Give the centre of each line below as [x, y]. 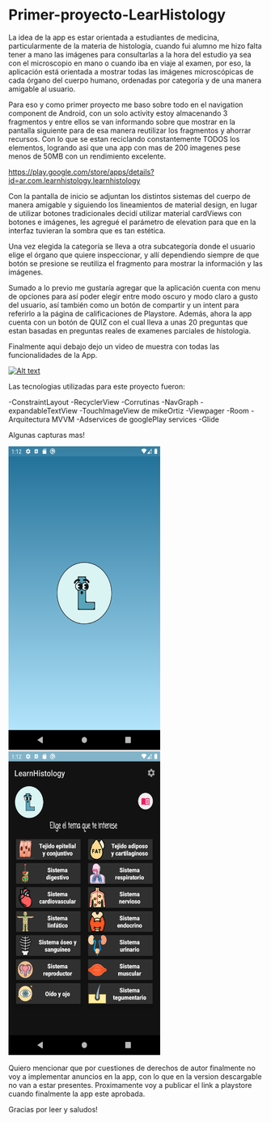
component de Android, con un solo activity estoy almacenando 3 [118, 113]
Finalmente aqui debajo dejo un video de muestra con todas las [114, 346]
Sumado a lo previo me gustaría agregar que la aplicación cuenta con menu [135, 287]
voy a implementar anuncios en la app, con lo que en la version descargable [135, 1076]
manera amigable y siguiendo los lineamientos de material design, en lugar [133, 205]
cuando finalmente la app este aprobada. [77, 1094]
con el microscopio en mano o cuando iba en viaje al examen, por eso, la [130, 63]
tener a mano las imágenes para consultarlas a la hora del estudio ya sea [130, 54]
